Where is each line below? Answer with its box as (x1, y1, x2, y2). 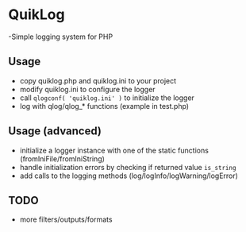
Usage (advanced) (8, 125, 102, 138)
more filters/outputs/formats (19, 215, 113, 224)
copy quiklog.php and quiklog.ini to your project (19, 75, 177, 85)
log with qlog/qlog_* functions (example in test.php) (19, 101, 189, 110)
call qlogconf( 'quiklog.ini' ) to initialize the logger (19, 93, 194, 102)
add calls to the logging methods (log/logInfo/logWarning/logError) (19, 171, 238, 180)
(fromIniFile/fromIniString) (19, 153, 106, 164)
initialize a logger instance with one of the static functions (19, 145, 209, 155)
